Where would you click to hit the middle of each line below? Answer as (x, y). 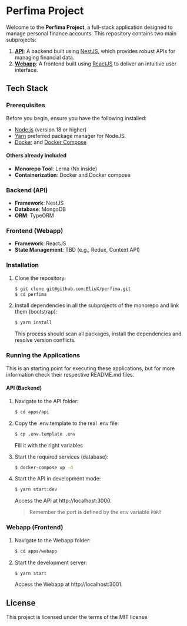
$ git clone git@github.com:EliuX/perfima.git (73, 289)
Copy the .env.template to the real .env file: (67, 423)
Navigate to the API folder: (46, 401)
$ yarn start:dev (36, 490)
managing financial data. (44, 57)
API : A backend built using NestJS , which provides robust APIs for (95, 51)
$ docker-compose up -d (44, 467)
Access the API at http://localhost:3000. (63, 501)
